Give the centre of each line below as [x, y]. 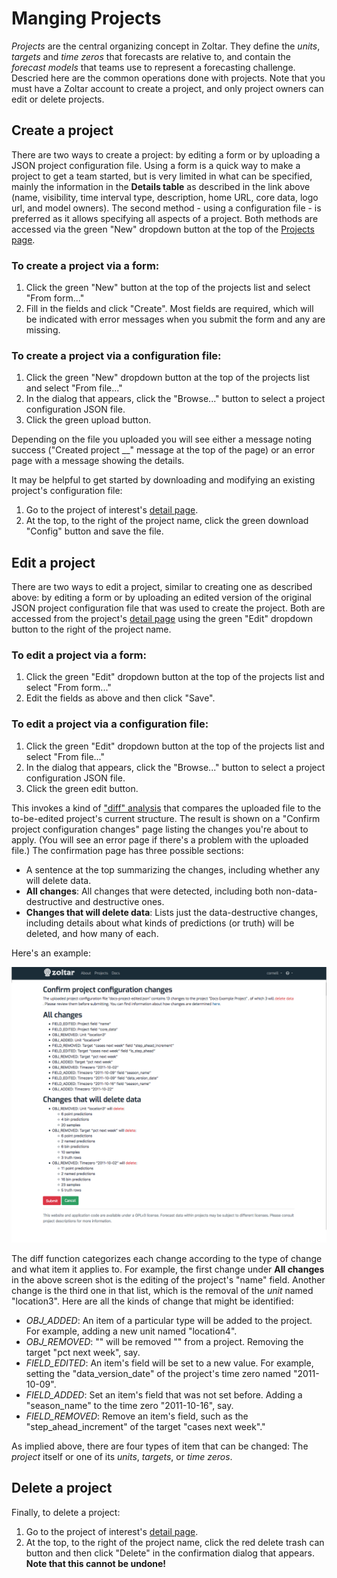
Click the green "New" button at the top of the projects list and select [168, 288]
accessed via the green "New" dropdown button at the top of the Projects [163, 229]
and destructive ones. [119, 901]
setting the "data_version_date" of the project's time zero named [158, 1373]
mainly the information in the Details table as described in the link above [161, 186]
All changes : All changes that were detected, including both [149, 891]
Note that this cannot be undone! [96, 1563]
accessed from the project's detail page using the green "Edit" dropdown [162, 619]
